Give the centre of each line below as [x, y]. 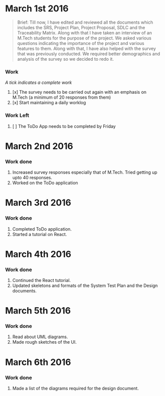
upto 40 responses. [32, 178]
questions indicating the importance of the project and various [81, 43]
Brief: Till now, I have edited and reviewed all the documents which [85, 22]
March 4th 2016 [38, 254]
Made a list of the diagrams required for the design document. [76, 388]
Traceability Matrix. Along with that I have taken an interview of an [84, 33]
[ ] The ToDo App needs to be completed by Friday [64, 126]
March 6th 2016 [38, 362]
